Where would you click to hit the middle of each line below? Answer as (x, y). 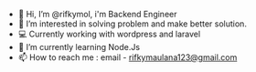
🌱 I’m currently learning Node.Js (79, 47)
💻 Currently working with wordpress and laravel (109, 34)
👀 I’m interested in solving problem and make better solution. (132, 24)
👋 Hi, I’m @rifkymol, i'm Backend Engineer (97, 14)
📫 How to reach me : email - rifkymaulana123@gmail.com (128, 57)
